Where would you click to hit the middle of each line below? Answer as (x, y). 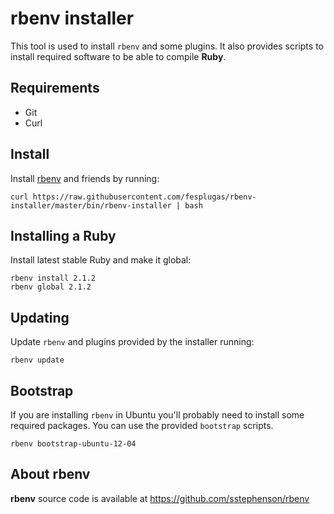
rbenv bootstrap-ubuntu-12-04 (73, 444)
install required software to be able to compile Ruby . (118, 56)
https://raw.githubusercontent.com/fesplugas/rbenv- (144, 197)
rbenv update (37, 360)
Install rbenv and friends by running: (85, 178)
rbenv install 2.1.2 (53, 278)
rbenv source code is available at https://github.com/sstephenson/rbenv (160, 498)
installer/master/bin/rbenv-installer (91, 205)
